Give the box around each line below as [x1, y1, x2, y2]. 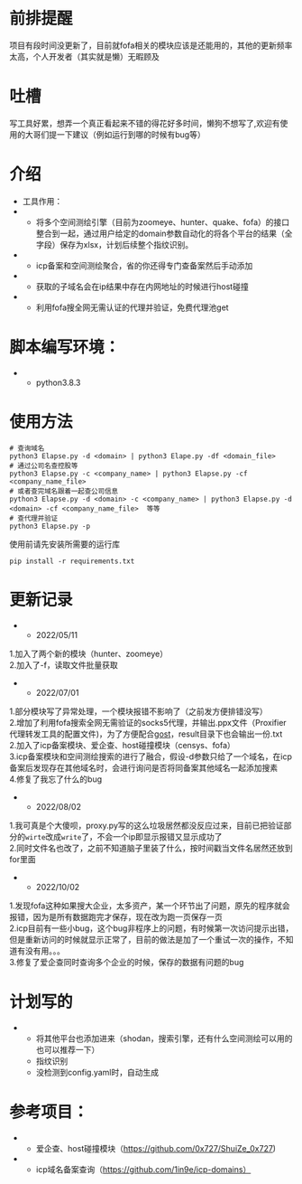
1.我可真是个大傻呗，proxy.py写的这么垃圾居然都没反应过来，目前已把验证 [9, 820, 284, 831]
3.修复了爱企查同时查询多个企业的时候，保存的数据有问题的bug [9, 956, 244, 967]
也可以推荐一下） [35, 1044, 100, 1055]
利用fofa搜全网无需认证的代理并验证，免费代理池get [35, 302, 229, 313]
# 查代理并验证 [9, 513, 59, 522]
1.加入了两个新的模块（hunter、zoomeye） [9, 648, 169, 659]
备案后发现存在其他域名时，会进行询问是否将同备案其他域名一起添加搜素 [9, 762, 278, 773]
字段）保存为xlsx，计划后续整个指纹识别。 [35, 239, 194, 249]
